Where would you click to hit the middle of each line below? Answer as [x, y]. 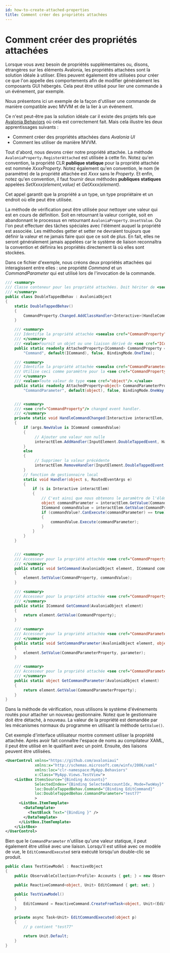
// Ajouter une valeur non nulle [70, 437]
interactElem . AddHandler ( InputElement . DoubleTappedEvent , [97, 442]
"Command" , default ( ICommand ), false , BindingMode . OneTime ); [89, 353]
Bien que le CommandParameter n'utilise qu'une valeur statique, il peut [76, 841]
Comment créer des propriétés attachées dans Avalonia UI [74, 137]
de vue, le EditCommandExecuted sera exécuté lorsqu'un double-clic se [78, 852]
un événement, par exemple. [35, 91]
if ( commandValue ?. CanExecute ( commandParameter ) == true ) [104, 512]
